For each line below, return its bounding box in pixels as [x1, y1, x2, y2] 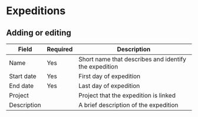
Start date [9, 72, 37, 80]
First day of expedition [78, 72, 141, 80]
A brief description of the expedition [78, 101, 179, 109]
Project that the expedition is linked [78, 92, 176, 99]
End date [9, 82, 34, 90]
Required [47, 45, 73, 53]
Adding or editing [6, 28, 72, 38]
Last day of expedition [78, 82, 140, 90]
